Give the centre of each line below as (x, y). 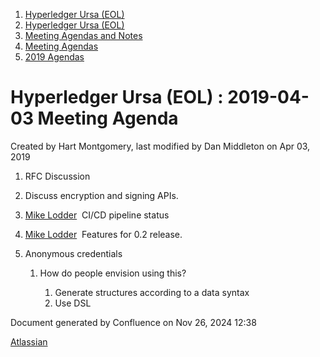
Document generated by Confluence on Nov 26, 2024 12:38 (133, 322)
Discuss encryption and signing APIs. (101, 195)
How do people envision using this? (113, 273)
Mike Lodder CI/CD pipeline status (97, 215)
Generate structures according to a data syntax (152, 292)
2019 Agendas (54, 57)
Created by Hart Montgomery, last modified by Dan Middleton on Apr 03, (160, 146)
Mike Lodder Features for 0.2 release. (103, 234)
